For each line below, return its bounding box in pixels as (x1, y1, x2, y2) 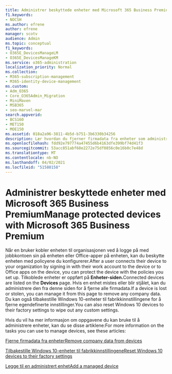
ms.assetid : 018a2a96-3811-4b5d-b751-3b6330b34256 (5, 131, 116, 136)
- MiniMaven (5, 98, 31, 103)
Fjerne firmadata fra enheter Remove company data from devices (5, 338, 142, 344)
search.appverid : (5, 112, 42, 118)
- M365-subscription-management (5, 74, 74, 79)
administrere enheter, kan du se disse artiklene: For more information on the (5, 322, 164, 328)
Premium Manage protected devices (5, 209, 161, 220)
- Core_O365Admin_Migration (5, 93, 66, 98)
